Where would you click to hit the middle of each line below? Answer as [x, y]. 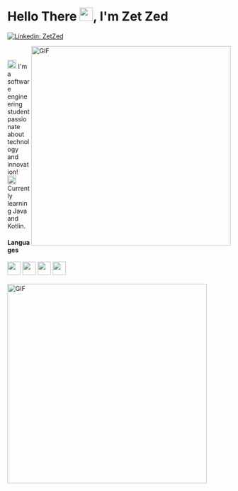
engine [17, 96]
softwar [18, 81]
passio [17, 119]
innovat [18, 164]
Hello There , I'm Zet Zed [88, 17]
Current [19, 188]
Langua [19, 242]
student [18, 111]
